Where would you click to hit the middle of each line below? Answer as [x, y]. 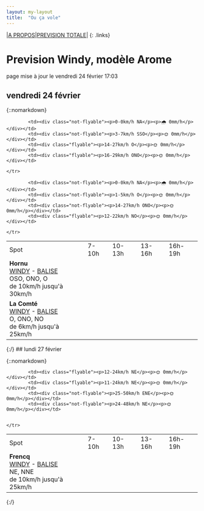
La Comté [24, 304]
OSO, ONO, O [29, 279]
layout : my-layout [29, 12]
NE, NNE [22, 472]
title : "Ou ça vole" [34, 18]
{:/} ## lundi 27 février [34, 349]
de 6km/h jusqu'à [34, 327]
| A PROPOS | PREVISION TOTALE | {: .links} [58, 35]
